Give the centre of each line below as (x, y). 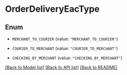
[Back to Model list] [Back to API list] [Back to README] (61, 67)
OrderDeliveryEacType (52, 9)
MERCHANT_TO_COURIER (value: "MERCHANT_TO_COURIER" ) (65, 39)
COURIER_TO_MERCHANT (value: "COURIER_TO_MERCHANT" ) (65, 48)
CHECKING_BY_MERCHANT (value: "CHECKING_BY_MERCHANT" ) (67, 58)
